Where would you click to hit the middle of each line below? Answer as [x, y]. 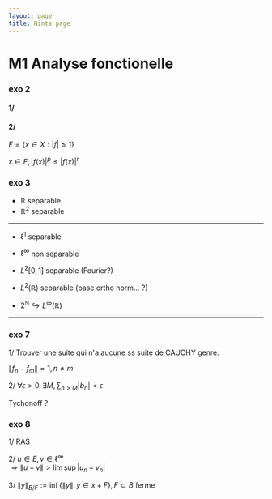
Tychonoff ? [28, 403]
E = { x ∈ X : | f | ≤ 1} [41, 145]
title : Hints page [39, 23]
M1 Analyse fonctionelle [91, 64]
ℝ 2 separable [42, 211]
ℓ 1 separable [41, 236]
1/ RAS [19, 441]
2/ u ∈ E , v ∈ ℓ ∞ [36, 458]
